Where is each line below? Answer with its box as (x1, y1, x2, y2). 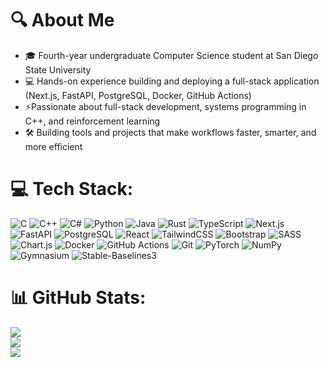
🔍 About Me (10, 9, 115, 32)
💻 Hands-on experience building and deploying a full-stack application (24, 75, 320, 87)
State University (24, 63, 92, 76)
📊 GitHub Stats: (10, 287, 147, 309)
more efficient (24, 140, 83, 152)
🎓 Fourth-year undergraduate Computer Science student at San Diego (24, 49, 319, 61)
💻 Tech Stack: (10, 178, 134, 201)
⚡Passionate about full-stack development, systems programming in (24, 100, 307, 112)
